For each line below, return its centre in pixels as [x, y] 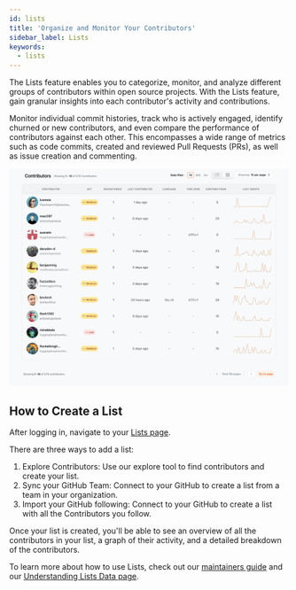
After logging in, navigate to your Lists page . [90, 432]
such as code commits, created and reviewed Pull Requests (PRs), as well [144, 147]
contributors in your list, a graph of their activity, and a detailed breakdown [145, 540]
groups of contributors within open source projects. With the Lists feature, [144, 92]
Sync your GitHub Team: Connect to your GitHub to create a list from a [151, 485]
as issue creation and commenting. [73, 156]
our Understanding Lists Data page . [74, 577]
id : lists [27, 19]
